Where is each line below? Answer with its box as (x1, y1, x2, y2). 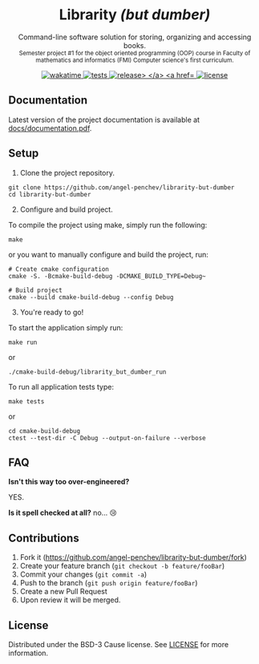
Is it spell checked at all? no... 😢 (8, 508, 118, 518)
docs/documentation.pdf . (8, 123, 92, 133)
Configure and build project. (19, 204, 114, 214)
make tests (8, 397, 45, 406)
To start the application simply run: (8, 322, 123, 332)
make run (8, 338, 38, 346)
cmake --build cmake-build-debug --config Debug (8, 293, 174, 302)
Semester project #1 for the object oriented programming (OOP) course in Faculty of (18, 49, 251, 57)
